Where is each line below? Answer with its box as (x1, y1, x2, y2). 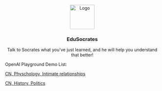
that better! (70, 52, 94, 58)
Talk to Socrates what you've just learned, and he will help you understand (7, 47, 158, 53)
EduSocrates (67, 36, 98, 42)
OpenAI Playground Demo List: (5, 61, 67, 67)
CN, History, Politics (5, 80, 46, 86)
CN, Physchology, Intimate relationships (5, 71, 86, 77)
